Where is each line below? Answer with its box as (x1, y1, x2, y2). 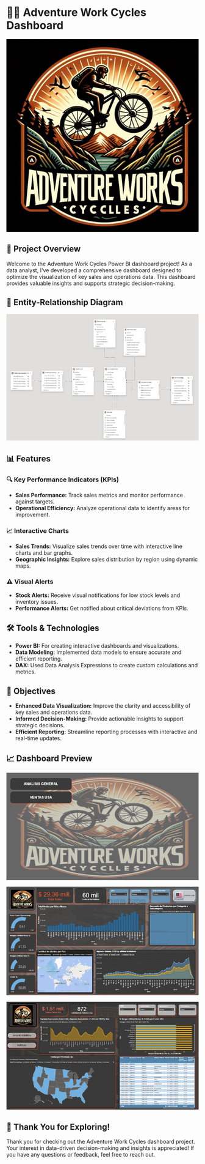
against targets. (15, 498, 55, 505)
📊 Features (6, 453, 51, 464)
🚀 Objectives (6, 686, 56, 696)
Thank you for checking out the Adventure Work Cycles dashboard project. (6, 1138, 195, 1145)
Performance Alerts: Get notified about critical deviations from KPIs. (15, 604, 189, 612)
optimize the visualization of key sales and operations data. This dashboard (6, 273, 196, 280)
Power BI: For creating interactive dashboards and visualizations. (15, 642, 179, 650)
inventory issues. (15, 598, 59, 605)
